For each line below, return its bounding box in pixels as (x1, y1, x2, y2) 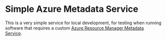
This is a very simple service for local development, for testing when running (5, 20, 162, 26)
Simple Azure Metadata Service (5, 3, 139, 15)
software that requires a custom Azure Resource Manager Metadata (5, 25, 144, 31)
